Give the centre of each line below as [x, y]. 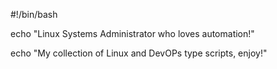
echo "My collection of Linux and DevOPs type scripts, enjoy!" [139, 53]
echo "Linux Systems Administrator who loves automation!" [132, 33]
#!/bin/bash [34, 14]
